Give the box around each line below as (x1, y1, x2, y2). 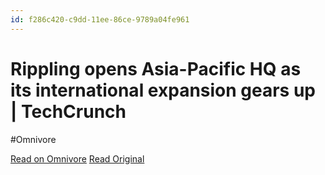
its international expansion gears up (10, 79, 317, 101)
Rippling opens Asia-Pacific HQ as (10, 57, 302, 80)
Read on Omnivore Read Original (10, 152, 145, 165)
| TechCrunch (10, 100, 127, 123)
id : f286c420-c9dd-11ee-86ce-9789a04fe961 (10, 14, 190, 25)
